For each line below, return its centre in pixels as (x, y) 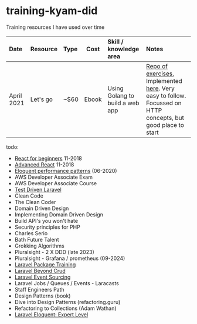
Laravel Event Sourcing (43, 277)
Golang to (121, 95)
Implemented (164, 81)
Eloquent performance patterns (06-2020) (66, 171)
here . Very (160, 88)
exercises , (160, 74)
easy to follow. (166, 95)
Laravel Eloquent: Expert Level (51, 314)
